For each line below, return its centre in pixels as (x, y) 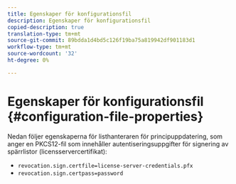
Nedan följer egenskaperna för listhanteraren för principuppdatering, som (115, 136)
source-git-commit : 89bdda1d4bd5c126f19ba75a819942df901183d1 (101, 40)
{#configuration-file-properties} (106, 116)
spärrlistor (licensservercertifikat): (58, 151)
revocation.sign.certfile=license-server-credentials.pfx (105, 166)
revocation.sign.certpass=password (70, 173)
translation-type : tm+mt (44, 34)
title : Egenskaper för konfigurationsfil (70, 14)
